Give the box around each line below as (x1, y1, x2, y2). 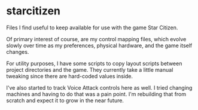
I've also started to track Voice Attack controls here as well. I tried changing (6, 84, 193, 91)
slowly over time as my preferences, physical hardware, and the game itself (6, 42, 193, 49)
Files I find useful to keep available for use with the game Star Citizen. (6, 24, 178, 31)
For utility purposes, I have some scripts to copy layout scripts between (6, 60, 182, 67)
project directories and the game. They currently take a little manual (6, 66, 173, 73)
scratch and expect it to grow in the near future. (6, 97, 124, 104)
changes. (6, 48, 29, 55)
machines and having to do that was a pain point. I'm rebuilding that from (6, 90, 187, 97)
